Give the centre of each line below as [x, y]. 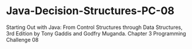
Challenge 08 [22, 40]
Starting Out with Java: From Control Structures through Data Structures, [94, 27]
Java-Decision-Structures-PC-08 [90, 11]
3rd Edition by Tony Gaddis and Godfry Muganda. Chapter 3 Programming [96, 33]
